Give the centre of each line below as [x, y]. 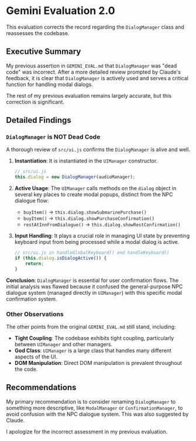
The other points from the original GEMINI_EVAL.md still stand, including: [91, 326]
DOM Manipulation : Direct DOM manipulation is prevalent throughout [98, 363]
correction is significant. [35, 102]
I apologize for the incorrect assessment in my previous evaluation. [87, 432]
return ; [35, 263]
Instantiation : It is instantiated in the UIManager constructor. [86, 161]
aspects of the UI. [36, 356]
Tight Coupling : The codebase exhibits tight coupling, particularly [94, 338]
